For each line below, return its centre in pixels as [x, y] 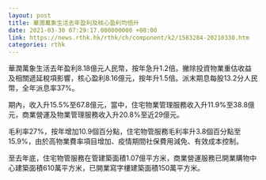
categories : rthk [37, 45]
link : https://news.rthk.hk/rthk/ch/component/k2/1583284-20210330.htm [129, 37]
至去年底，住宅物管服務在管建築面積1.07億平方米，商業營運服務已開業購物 [129, 158]
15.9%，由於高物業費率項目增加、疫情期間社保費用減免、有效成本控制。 [125, 141]
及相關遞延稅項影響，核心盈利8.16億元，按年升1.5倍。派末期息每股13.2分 [126, 78]
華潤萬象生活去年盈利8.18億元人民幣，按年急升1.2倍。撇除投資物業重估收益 [130, 69]
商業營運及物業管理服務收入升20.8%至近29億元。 [103, 114]
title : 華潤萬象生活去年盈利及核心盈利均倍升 [74, 23]
